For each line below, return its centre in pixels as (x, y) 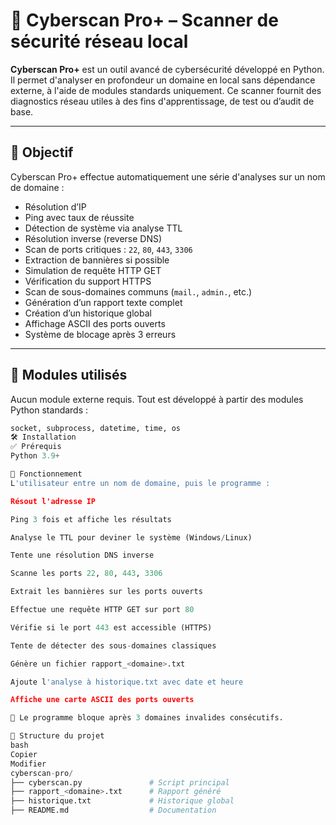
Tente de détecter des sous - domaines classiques (113, 645)
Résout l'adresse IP (53, 501)
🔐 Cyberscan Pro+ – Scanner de (144, 20)
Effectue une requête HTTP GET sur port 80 (102, 610)
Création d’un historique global (88, 313)
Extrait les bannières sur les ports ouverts (106, 592)
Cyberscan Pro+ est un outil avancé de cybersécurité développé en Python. (167, 69)
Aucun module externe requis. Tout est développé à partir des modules (157, 399)
